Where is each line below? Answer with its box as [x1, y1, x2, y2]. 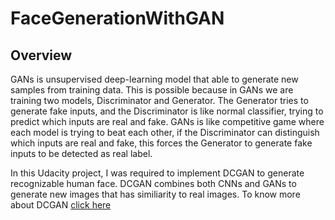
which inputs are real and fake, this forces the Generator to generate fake [10, 137, 313, 149]
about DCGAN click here [10, 199, 112, 211]
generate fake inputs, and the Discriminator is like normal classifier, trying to [10, 105, 324, 117]
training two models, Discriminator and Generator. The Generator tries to [10, 95, 309, 106]
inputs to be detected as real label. [10, 148, 153, 159]
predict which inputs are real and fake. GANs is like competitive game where [10, 116, 325, 127]
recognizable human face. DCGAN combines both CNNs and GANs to [10, 178, 297, 189]
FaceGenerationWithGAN [10, 7, 225, 30]
